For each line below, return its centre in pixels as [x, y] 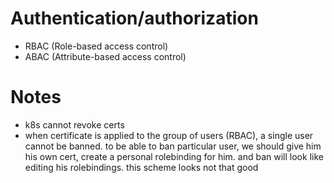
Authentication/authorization [134, 18]
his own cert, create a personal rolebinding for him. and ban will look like [174, 156]
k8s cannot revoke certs [74, 124]
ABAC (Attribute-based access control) [105, 56]
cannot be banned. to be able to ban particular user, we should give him [173, 146]
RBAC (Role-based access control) [96, 46]
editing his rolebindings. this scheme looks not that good [141, 167]
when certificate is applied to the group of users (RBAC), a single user [169, 135]
